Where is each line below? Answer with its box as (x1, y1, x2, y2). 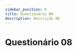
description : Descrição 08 (5, 16, 60, 21)
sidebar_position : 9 (5, 7, 47, 12)
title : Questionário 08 (5, 12, 54, 16)
